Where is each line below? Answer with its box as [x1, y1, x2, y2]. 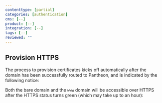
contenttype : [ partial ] [5, 7, 55, 12]
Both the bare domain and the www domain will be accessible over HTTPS [5, 87, 155, 93]
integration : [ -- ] [5, 26, 43, 31]
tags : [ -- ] [5, 30, 28, 35]
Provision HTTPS [5, 53, 59, 62]
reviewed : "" [5, 35, 32, 40]
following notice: [5, 77, 39, 83]
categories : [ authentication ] [5, 12, 68, 17]
